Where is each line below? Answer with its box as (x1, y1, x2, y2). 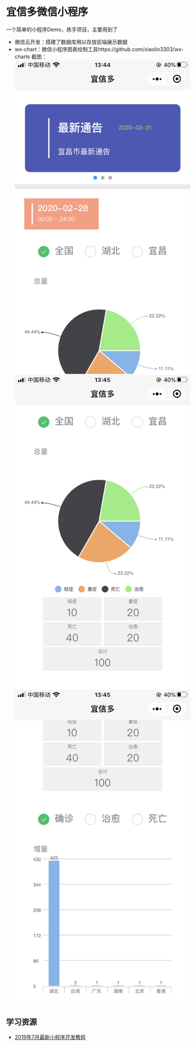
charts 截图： (14, 53, 47, 60)
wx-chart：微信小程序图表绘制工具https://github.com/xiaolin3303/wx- (14, 45, 184, 53)
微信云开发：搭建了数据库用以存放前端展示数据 (14, 38, 128, 45)
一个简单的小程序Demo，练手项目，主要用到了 (6, 26, 118, 33)
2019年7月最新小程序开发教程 (14, 1034, 86, 1041)
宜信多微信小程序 (6, 5, 89, 19)
